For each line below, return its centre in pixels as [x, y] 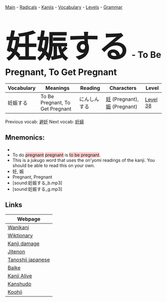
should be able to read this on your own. [54, 165]
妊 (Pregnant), [123, 99]
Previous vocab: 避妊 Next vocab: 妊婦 [44, 122]
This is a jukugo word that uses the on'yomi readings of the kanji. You [83, 160]
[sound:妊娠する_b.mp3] [37, 183]
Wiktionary [20, 235]
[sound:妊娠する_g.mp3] [37, 189]
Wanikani [18, 227]
